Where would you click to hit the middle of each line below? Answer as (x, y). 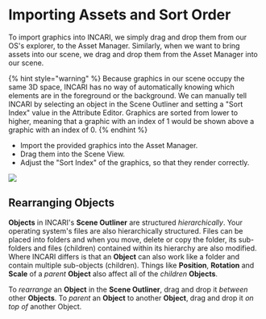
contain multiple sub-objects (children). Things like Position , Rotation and (131, 265)
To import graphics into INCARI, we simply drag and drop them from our (128, 37)
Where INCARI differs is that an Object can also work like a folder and (124, 256)
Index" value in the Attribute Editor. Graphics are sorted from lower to (123, 112)
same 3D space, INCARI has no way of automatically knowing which (122, 87)
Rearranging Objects (62, 203)
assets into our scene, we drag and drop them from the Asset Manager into (133, 54)
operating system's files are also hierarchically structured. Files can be (126, 230)
